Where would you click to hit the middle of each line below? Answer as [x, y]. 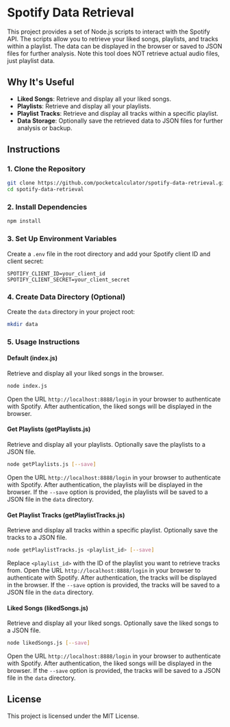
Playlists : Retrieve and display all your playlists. [84, 106]
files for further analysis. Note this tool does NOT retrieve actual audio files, [114, 53]
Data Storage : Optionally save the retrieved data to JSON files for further [120, 121]
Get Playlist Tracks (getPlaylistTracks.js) [66, 515]
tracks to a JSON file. [37, 538]
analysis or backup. [44, 127]
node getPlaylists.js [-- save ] [52, 465]
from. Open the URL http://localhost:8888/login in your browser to [104, 570]
